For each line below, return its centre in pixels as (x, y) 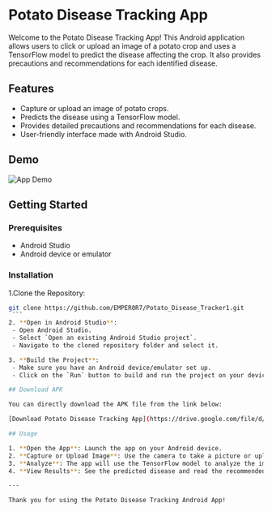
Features (31, 89)
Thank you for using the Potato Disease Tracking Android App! (117, 501)
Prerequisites (35, 227)
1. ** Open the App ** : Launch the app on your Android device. (115, 448)
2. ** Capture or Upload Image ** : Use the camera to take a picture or (130, 456)
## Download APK (36, 390)
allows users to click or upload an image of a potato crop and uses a (122, 45)
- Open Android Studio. (52, 330)
